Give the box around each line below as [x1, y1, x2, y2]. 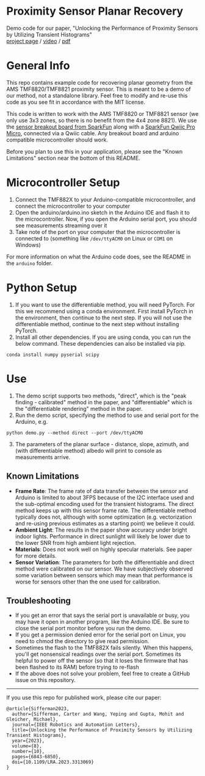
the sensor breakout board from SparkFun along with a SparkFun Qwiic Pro [6, 123, 195, 130]
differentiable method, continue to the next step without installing [15, 320, 179, 327]
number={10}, [12, 749, 45, 755]
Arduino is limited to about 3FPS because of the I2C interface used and [15, 494, 194, 501]
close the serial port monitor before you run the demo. [15, 625, 152, 632]
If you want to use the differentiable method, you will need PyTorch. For [15, 301, 195, 308]
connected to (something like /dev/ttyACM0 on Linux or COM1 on [15, 235, 173, 242]
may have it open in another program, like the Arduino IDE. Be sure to [15, 618, 189, 625]
